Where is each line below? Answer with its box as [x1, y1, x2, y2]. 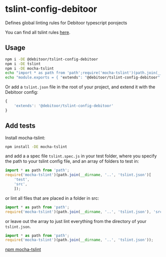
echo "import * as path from [5, 71, 65, 75]
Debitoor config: [5, 89, 39, 95]
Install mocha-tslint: [5, 135, 45, 141]
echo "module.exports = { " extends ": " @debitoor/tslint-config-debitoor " [5, 75, 161, 80]
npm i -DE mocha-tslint [5, 66, 54, 71]
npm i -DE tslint [5, 61, 41, 66]
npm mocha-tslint [5, 247, 41, 253]
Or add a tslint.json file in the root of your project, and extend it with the [5, 84, 156, 90]
